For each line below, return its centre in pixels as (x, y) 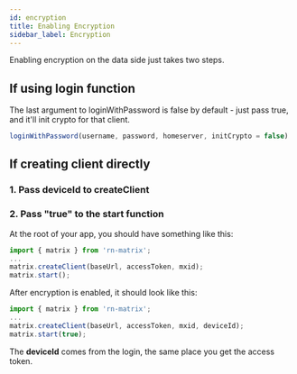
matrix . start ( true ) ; (48, 334)
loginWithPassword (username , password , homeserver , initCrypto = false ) (149, 136)
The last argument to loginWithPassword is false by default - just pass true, (149, 110)
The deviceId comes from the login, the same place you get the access (142, 351)
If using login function (72, 88)
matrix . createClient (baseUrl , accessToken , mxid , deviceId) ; (127, 325)
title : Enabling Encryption (62, 26)
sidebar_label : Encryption (60, 34)
